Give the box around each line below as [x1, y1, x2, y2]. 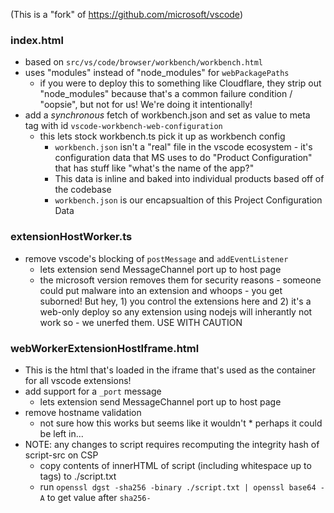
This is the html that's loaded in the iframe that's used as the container [24, 364, 317, 376]
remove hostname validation [24, 406, 142, 418]
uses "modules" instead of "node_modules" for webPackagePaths [24, 67, 290, 79]
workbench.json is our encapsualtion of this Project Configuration [54, 194, 323, 206]
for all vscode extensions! [24, 374, 132, 386]
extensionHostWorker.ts [10, 230, 133, 244]
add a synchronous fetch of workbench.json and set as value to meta [24, 109, 311, 121]
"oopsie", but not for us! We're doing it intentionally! [39, 99, 253, 111]
